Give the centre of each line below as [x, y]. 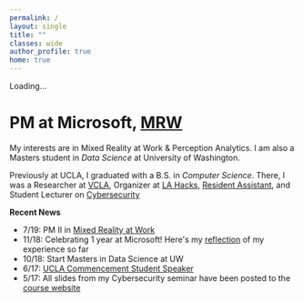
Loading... [28, 86]
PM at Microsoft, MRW [96, 123]
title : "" [28, 35]
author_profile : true [50, 52]
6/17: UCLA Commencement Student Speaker [108, 268]
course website [51, 287]
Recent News [35, 212]
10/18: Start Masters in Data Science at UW [103, 258]
